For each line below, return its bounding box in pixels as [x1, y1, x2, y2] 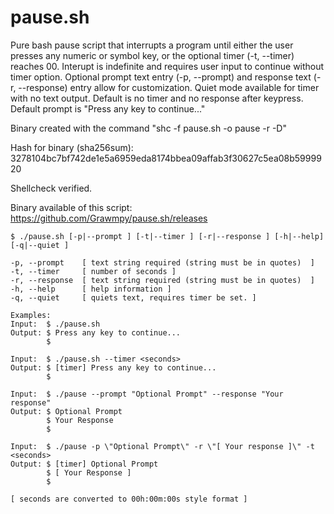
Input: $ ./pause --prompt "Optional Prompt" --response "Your [10, 389, 284, 399]
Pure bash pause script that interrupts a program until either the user [10, 39, 294, 51]
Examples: [10, 310, 52, 320]
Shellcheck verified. [10, 182, 93, 194]
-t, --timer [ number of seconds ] [10, 266, 177, 276]
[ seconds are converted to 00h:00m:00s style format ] [10, 494, 248, 504]
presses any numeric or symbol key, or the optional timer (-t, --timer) [10, 49, 295, 61]
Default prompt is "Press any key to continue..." [10, 102, 206, 115]
